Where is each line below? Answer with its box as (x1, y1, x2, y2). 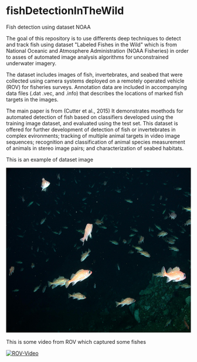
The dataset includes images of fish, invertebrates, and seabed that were (6, 71, 183, 78)
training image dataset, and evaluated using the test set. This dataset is (6, 119, 178, 127)
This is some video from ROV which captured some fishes (6, 338, 147, 345)
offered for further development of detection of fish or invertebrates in (6, 126, 176, 133)
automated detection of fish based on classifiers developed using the (6, 113, 174, 121)
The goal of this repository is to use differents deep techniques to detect (6, 35, 181, 42)
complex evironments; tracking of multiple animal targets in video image (6, 132, 181, 139)
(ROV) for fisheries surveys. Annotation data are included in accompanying (6, 83, 187, 90)
